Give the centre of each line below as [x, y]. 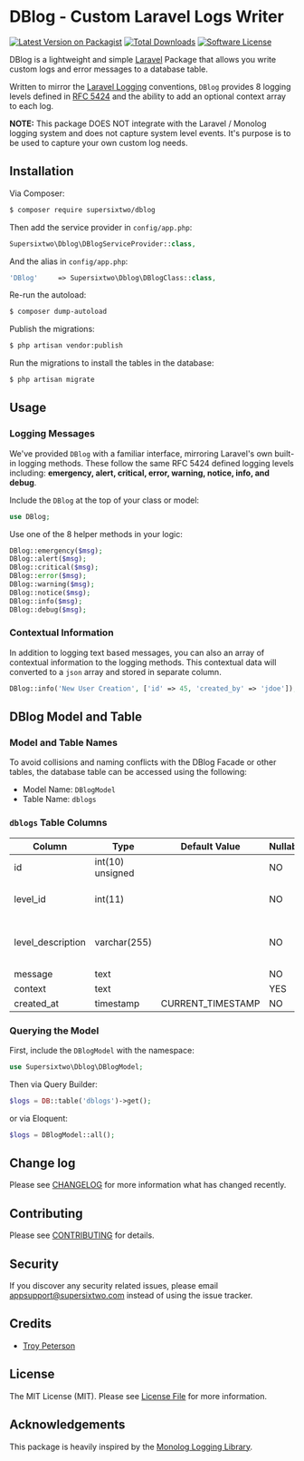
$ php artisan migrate [52, 380]
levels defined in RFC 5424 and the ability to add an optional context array [148, 96]
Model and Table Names [63, 743]
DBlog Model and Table [76, 717]
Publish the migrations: [52, 329]
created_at [37, 1003]
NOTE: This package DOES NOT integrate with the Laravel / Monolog [138, 123]
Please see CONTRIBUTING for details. [82, 1235]
